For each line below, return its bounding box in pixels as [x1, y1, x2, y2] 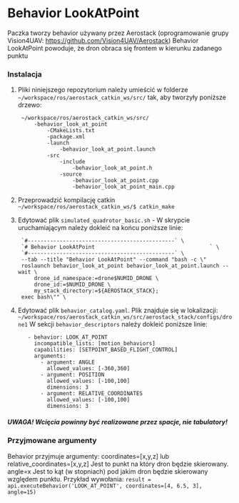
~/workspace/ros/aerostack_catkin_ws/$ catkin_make [17, 204, 175, 211]
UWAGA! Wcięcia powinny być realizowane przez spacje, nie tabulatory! [7, 417, 228, 426]
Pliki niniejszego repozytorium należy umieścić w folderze [17, 86, 188, 94]
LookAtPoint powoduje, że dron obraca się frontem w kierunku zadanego [7, 44, 223, 52]
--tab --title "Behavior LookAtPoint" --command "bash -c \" [21, 256, 207, 264]
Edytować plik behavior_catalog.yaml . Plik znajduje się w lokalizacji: [17, 306, 218, 315]
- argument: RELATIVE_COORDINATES [40, 390, 143, 397]
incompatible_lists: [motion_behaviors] [34, 340, 156, 347]
